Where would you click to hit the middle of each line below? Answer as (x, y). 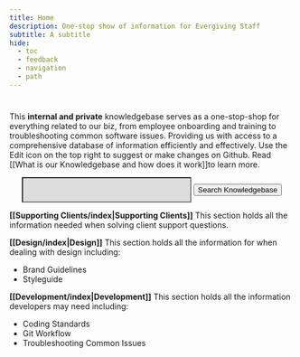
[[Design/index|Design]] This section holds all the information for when (143, 242)
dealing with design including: (65, 252)
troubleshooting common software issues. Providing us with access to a (143, 136)
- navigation (42, 69)
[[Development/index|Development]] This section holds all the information (150, 296)
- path (30, 77)
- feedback (38, 60)
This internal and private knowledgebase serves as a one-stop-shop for (145, 116)
